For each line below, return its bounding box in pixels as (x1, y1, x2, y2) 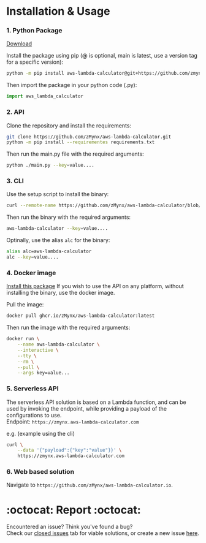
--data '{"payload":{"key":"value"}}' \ (17, 447, 122, 454)
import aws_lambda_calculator (6, 93, 84, 99)
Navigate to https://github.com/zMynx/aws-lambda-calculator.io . (6, 481, 174, 488)
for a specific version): (6, 58, 63, 66)
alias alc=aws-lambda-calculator (6, 248, 92, 255)
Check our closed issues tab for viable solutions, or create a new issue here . (6, 530, 199, 537)
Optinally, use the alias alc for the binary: (6, 237, 110, 244)
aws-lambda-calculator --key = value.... (6, 226, 109, 232)
